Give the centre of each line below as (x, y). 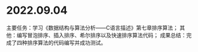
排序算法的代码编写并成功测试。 (66, 42)
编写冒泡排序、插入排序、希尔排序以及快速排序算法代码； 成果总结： (101, 35)
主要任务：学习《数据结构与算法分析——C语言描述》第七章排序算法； (92, 27)
